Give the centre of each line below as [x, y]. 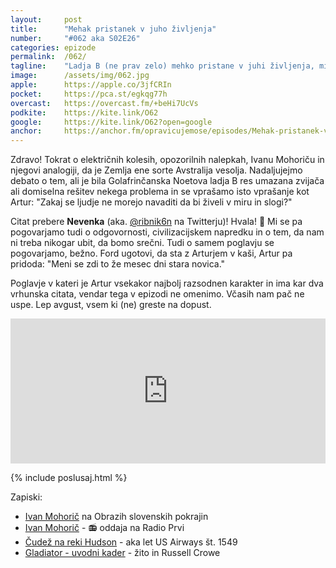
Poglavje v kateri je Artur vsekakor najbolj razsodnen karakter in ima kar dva [167, 283]
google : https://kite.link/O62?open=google [111, 122]
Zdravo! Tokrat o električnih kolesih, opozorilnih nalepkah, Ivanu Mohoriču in [167, 160]
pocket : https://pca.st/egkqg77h [89, 94]
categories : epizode [53, 47]
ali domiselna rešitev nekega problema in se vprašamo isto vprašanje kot [160, 192]
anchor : [26, 131]
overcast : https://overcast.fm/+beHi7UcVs [104, 103]
